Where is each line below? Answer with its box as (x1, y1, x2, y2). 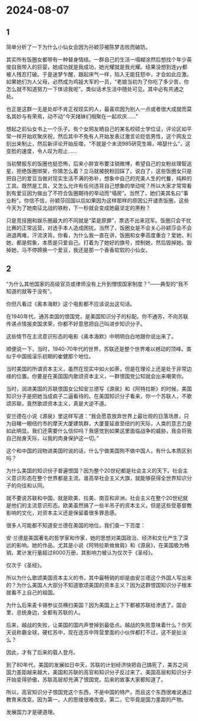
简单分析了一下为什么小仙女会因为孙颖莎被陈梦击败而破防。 (6, 44, 151, 50)
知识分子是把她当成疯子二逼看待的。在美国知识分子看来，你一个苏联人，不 (6, 392, 187, 399)
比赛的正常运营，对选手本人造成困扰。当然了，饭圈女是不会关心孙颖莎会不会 (6, 224, 192, 231)
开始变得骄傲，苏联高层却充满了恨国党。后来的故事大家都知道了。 (6, 676, 166, 683)
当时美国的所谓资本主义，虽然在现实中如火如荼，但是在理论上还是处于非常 (6, 365, 187, 372)
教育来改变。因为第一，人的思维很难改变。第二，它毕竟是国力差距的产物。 (6, 696, 187, 703)
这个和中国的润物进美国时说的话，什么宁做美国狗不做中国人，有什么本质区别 (6, 447, 192, 454)
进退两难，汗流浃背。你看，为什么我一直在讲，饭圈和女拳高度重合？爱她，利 (6, 231, 192, 239)
